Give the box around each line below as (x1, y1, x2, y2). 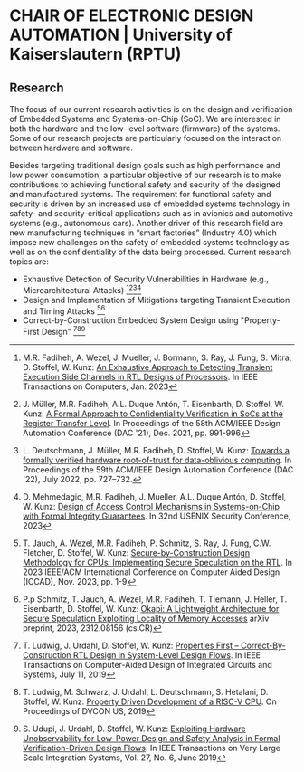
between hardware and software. (9, 142, 133, 153)
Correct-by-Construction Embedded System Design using (22, 315, 239, 326)
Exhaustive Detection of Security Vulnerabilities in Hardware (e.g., (22, 273, 269, 284)
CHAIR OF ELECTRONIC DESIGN (9, 5, 254, 26)
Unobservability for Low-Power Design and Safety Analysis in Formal (22, 732, 280, 743)
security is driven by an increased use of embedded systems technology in (9, 198, 290, 209)
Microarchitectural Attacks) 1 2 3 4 (22, 283, 142, 295)
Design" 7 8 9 (41, 325, 86, 337)
